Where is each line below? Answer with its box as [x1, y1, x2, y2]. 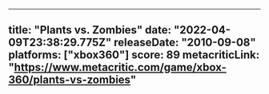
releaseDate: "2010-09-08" [113, 36, 256, 49]
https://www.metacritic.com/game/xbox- [14, 61, 227, 74]
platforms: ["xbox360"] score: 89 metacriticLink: [8, 49, 260, 62]
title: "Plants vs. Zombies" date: [8, 23, 172, 37]
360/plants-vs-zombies [8, 73, 130, 87]
